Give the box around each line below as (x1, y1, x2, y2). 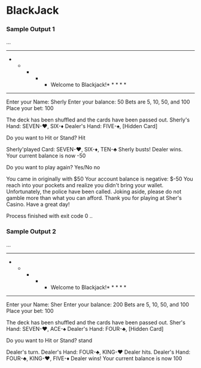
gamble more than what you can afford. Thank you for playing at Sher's (6, 194, 182, 202)
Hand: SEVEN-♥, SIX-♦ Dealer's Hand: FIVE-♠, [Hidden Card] (6, 123, 158, 130)
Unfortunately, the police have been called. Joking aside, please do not (6, 188, 182, 195)
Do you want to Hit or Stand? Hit (6, 134, 86, 141)
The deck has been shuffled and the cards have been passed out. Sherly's (6, 116, 190, 123)
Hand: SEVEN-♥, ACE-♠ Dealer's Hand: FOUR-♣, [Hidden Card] (6, 325, 164, 332)
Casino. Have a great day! (6, 201, 70, 208)
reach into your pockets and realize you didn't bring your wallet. (6, 182, 164, 189)
